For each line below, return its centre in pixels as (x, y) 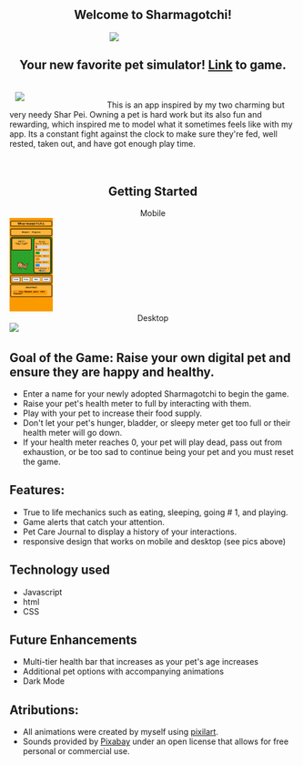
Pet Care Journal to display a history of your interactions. (130, 532)
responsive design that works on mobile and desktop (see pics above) (154, 541)
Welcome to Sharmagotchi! (153, 15)
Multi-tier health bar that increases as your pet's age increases (141, 662)
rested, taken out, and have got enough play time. (102, 143)
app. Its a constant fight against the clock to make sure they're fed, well (143, 134)
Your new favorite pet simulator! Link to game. (153, 65)
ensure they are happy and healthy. (112, 372)
